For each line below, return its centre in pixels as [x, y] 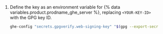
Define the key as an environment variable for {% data [65, 7]
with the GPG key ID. [31, 17]
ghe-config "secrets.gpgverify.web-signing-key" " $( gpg [68, 27]
